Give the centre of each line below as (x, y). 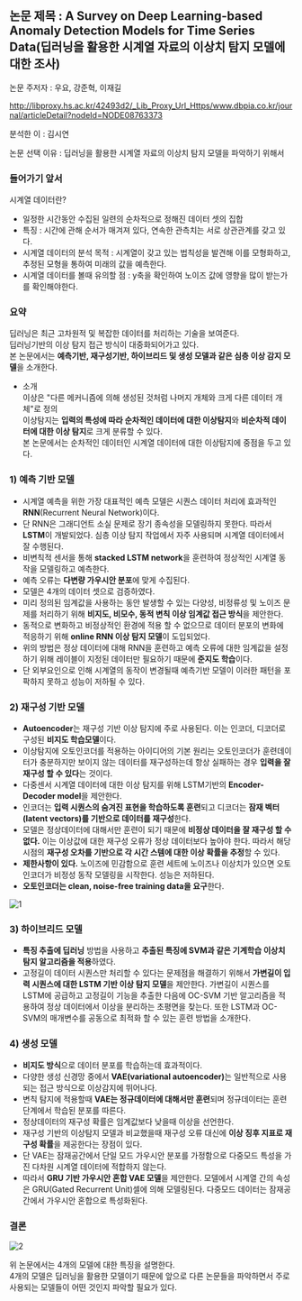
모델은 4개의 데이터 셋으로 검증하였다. (89, 591)
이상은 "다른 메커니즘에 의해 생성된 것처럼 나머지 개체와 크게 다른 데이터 (147, 398)
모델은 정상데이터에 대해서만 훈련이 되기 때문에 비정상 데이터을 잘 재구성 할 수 (157, 829)
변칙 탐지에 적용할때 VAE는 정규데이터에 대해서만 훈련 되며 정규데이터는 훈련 (155, 1099)
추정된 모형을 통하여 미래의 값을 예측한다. (94, 264)
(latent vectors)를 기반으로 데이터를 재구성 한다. (107, 818)
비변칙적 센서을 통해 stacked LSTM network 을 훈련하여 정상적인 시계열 (149, 557)
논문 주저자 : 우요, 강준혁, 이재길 (66, 87)
